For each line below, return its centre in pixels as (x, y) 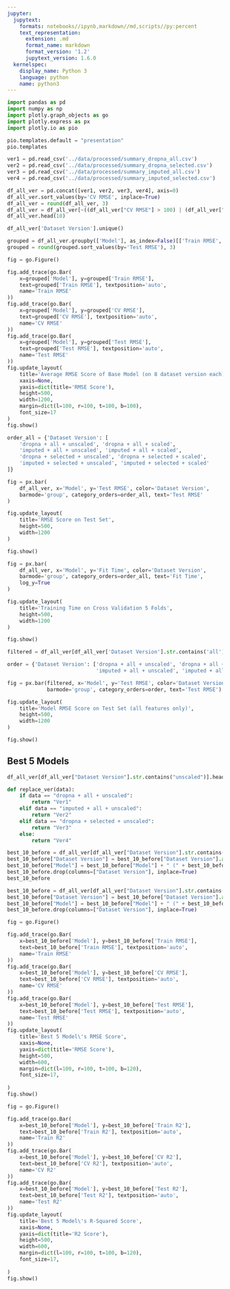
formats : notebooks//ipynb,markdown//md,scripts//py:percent (108, 26)
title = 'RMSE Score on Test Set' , (67, 520)
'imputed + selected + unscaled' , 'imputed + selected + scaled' (115, 463)
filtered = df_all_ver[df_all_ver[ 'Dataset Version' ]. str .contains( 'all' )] (117, 652)
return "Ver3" (52, 828)
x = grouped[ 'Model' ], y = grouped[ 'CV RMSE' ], (82, 310)
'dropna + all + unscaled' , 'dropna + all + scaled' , (98, 444)
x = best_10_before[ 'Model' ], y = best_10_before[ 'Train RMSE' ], (108, 941)
